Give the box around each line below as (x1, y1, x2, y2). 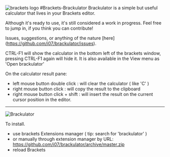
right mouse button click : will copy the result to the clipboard (12, 86, 141, 92)
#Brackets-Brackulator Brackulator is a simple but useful (39, 5, 158, 11)
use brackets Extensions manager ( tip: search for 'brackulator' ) (12, 131, 147, 136)
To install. (5, 121, 25, 127)
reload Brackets (12, 147, 46, 152)
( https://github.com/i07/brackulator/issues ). (5, 40, 97, 46)
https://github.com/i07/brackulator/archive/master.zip (12, 141, 125, 147)
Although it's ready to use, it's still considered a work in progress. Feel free (5, 20, 162, 26)
